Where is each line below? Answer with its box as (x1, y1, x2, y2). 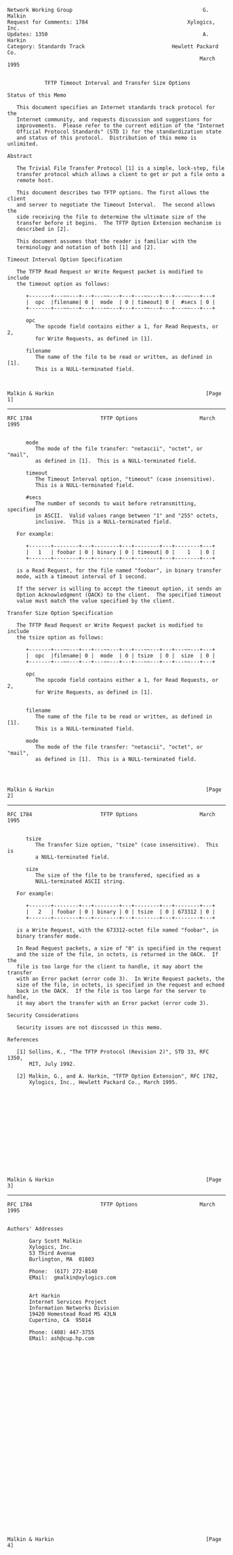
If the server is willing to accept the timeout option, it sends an (16, 585, 222, 592)
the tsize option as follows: (16, 634, 104, 641)
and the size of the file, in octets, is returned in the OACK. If (16, 951, 218, 958)
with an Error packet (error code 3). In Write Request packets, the (16, 975, 225, 982)
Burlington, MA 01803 (28, 1256, 95, 1263)
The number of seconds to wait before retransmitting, (35, 500, 197, 507)
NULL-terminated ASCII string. (35, 878, 126, 885)
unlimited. (7, 141, 39, 147)
